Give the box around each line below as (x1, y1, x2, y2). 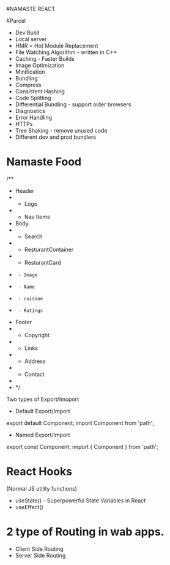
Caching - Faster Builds (15, 55, 75, 62)
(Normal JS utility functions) (6, 485, 78, 492)
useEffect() (15, 503, 44, 510)
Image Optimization (15, 61, 65, 69)
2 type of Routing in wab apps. (6, 525, 164, 539)
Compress (15, 81, 42, 88)
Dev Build (15, 29, 40, 36)
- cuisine (18, 295, 43, 302)
